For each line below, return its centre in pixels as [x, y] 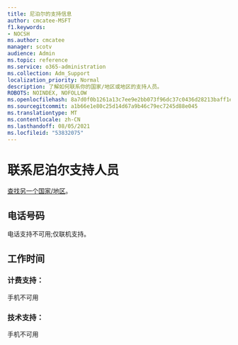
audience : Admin [31, 54]
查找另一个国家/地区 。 [40, 191]
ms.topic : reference [38, 60]
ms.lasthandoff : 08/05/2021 [49, 126]
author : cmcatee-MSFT [39, 21]
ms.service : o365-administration [57, 67]
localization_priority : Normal [53, 80]
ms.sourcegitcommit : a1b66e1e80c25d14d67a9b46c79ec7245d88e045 [103, 106]
